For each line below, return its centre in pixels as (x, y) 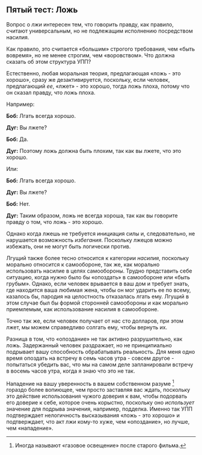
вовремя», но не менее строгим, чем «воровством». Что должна (91, 55)
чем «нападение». (30, 428)
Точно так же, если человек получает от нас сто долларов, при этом (95, 321)
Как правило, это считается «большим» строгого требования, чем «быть (101, 49)
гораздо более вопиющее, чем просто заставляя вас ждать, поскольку (98, 390)
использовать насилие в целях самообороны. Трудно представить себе (99, 271)
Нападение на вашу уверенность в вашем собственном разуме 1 (90, 383)
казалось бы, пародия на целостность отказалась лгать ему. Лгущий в (98, 296)
